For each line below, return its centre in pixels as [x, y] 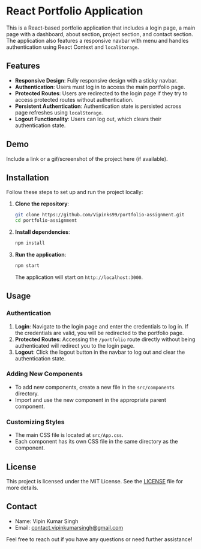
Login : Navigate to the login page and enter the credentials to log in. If [102, 326]
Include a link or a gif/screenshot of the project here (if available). [87, 158]
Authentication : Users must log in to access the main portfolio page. [100, 87]
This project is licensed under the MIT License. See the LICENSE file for [95, 481]
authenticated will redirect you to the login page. [75, 345]
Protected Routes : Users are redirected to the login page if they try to [101, 93]
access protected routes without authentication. [74, 99]
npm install [30, 243]
